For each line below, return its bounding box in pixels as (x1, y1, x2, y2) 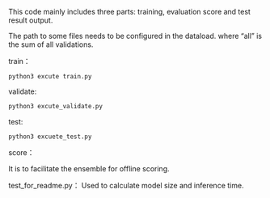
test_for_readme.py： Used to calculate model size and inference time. (8, 180, 244, 190)
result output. (8, 15, 53, 25)
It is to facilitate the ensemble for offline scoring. (8, 163, 170, 173)
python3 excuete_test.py (8, 133, 92, 141)
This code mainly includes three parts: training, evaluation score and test (8, 7, 251, 16)
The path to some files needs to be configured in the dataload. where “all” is (8, 32, 263, 40)
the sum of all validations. (8, 40, 94, 49)
